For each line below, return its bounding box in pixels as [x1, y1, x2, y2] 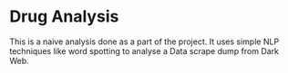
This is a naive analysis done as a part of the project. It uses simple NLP [9, 36, 280, 47]
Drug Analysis [9, 6, 119, 27]
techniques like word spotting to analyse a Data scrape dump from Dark [9, 45, 280, 56]
